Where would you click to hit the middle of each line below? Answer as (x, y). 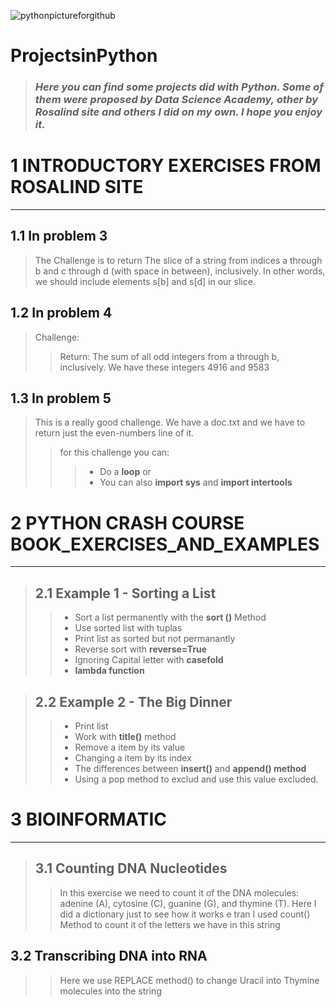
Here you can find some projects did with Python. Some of (179, 87)
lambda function (109, 671)
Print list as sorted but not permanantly (155, 639)
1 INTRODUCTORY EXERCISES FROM (166, 166)
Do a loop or (125, 472)
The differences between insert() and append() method (190, 769)
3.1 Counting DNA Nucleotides (131, 868)
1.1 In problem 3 (59, 236)
